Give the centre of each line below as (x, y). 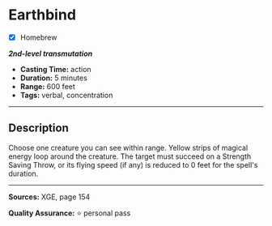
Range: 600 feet (47, 86)
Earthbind (42, 15)
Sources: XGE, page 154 (49, 197)
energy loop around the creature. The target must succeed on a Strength (130, 156)
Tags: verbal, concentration (66, 95)
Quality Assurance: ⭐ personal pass (70, 213)
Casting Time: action (55, 69)
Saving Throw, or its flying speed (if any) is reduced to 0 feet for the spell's (133, 164)
